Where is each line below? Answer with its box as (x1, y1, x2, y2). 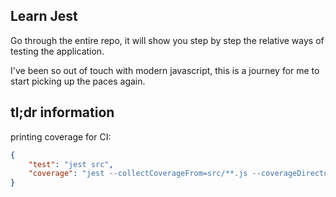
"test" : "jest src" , (28, 159, 114, 169)
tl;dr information (10, 104, 115, 121)
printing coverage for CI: (10, 130, 112, 143)
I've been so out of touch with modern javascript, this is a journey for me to (10, 64, 320, 76)
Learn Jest (10, 8, 78, 25)
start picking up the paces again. (10, 75, 146, 87)
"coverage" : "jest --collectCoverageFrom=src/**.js (28, 169, 248, 179)
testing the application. (10, 45, 105, 57)
